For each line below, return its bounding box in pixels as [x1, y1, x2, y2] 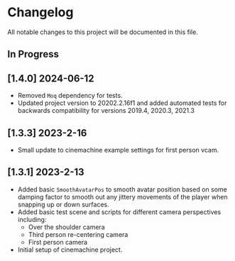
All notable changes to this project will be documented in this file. [7, 28, 199, 36]
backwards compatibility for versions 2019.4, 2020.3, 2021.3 [17, 106, 195, 115]
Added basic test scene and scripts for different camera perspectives [17, 207, 222, 216]
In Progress [7, 48, 59, 60]
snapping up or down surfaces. [17, 200, 109, 209]
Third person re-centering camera [28, 230, 129, 238]
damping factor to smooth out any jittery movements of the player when [17, 192, 229, 201]
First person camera [28, 238, 87, 246]
